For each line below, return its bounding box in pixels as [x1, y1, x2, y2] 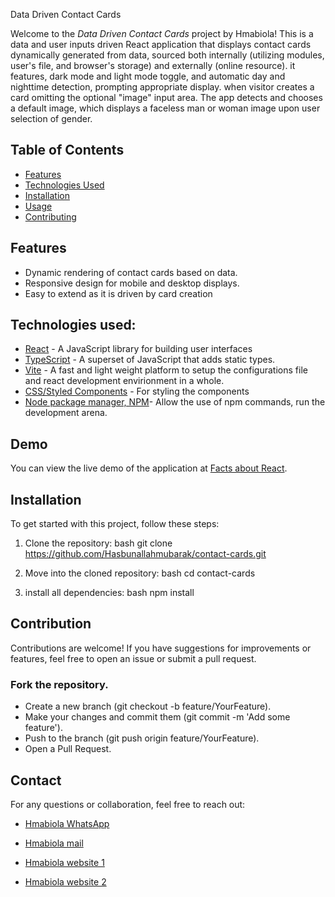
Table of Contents [10, 142, 125, 159]
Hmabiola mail [24, 837, 84, 849]
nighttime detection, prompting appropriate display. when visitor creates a [10, 81, 315, 93]
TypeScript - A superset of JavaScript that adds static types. [24, 354, 276, 366]
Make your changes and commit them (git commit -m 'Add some [24, 711, 291, 723]
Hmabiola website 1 [24, 856, 105, 868]
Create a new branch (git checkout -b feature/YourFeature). [24, 700, 272, 713]
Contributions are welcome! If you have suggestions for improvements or [10, 642, 312, 654]
